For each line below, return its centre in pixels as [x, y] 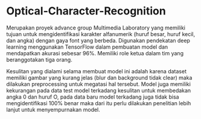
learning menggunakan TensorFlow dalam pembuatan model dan [87, 47]
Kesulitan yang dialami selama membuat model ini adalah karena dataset [97, 71]
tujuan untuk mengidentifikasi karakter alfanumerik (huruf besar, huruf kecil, [101, 34]
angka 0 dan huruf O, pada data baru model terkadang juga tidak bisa [93, 97]
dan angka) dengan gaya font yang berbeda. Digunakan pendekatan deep [98, 40]
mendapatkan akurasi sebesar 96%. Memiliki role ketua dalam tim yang [95, 53]
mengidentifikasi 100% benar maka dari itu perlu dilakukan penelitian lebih [99, 103]
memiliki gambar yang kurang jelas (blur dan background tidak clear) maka [99, 78]
